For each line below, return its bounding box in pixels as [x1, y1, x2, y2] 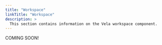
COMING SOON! [5, 35, 39, 41]
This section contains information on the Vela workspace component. [9, 21, 157, 26]
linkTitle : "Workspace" [5, 12, 55, 17]
